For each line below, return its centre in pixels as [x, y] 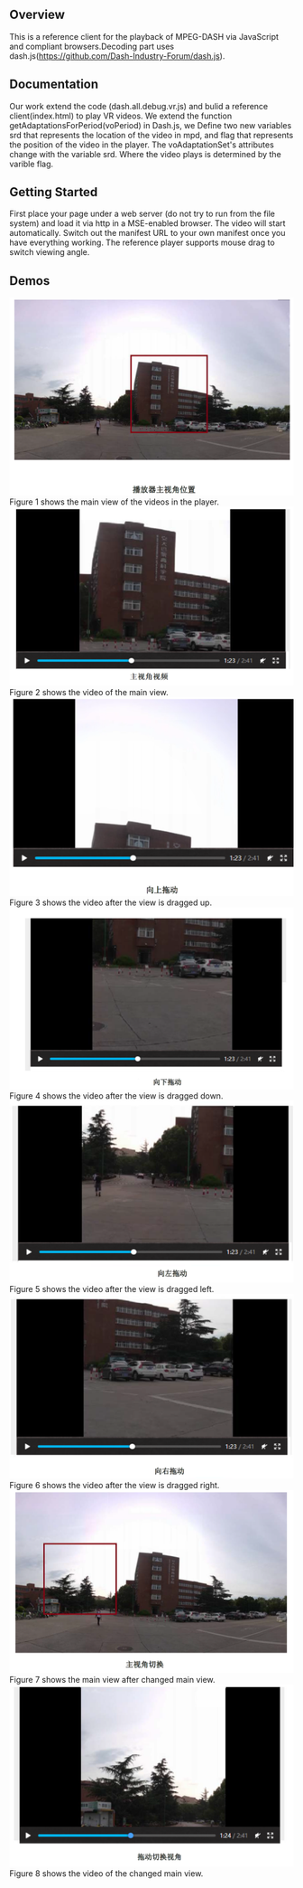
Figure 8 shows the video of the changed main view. [106, 1873]
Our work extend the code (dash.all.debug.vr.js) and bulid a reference [139, 106]
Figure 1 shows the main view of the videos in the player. [114, 502]
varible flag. [32, 164]
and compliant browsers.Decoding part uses [92, 46]
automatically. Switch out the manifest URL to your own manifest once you [147, 233]
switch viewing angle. [50, 252]
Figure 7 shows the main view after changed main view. [112, 1680]
